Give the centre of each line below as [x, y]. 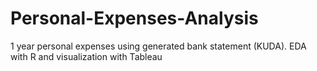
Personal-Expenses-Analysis [134, 18]
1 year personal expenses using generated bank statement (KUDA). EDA [158, 46]
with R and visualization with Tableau [86, 56]
